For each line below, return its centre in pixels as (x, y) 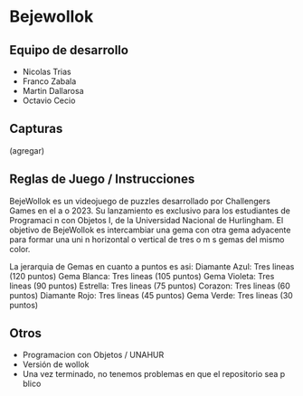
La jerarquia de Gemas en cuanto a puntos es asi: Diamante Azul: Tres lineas (152, 266)
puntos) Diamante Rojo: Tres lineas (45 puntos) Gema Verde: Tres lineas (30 (151, 295)
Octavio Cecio (49, 100)
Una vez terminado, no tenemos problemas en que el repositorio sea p (154, 374)
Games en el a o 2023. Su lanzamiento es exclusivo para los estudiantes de (150, 211)
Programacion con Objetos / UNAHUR (93, 355)
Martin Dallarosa (53, 91)
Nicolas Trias (47, 71)
